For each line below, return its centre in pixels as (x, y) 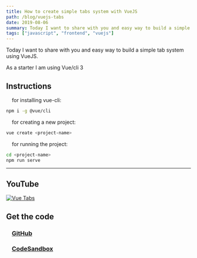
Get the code (30, 217)
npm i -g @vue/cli (28, 111)
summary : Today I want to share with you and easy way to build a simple (98, 28)
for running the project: (40, 144)
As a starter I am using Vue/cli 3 (45, 67)
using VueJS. (22, 56)
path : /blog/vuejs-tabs (35, 17)
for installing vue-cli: (36, 100)
